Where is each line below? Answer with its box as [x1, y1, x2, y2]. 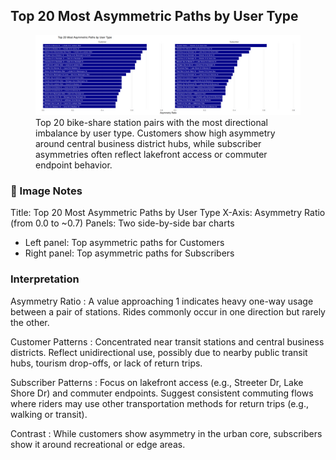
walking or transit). [10, 408, 88, 420]
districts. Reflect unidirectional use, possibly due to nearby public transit [10, 346, 308, 358]
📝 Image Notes [10, 184, 83, 198]
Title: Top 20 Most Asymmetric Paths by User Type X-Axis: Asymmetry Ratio [10, 207, 326, 219]
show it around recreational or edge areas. [10, 438, 186, 450]
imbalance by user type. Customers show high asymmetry [35, 127, 276, 139]
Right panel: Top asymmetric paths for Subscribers [24, 247, 235, 259]
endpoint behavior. [35, 159, 113, 171]
